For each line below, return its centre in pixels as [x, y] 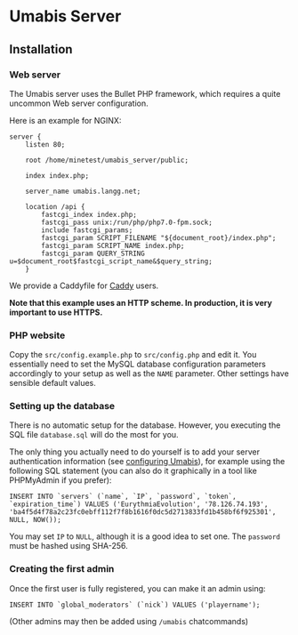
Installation [41, 49]
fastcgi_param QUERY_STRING [93, 253]
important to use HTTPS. [56, 312]
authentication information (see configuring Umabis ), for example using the [147, 462]
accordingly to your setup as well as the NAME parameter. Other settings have [149, 374]
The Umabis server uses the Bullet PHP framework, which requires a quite [145, 93]
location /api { [56, 206]
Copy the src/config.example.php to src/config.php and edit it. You [133, 355]
